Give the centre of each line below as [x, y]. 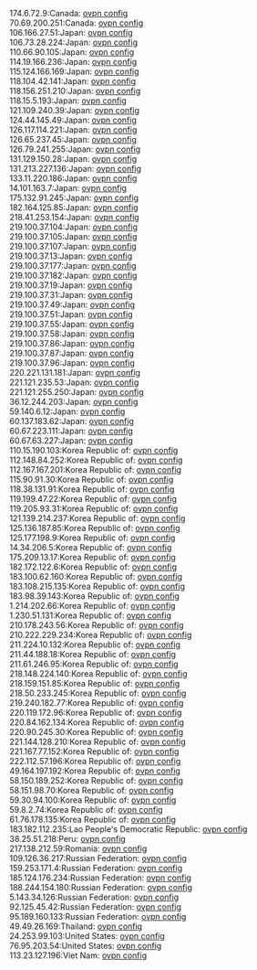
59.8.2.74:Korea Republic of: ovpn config [86, 810]
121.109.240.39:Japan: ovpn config [74, 110]
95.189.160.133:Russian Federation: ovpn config [98, 917]
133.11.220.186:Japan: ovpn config [73, 178]
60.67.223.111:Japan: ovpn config [72, 431]
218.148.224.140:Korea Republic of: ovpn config [99, 674]
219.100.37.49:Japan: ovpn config [72, 304]
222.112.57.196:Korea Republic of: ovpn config [95, 761]
